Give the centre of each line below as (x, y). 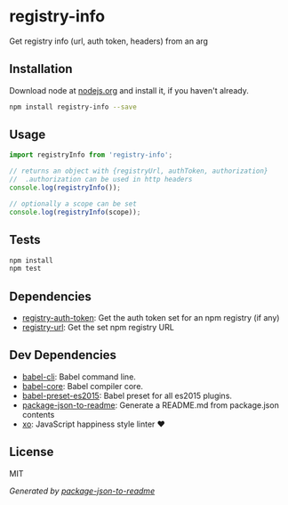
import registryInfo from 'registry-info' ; (91, 155)
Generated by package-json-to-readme (82, 491)
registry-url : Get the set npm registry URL (98, 328)
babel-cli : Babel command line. (79, 377)
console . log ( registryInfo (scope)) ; (75, 212)
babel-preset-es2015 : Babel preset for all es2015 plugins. (127, 395)
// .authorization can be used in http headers (101, 180)
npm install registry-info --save (73, 107)
